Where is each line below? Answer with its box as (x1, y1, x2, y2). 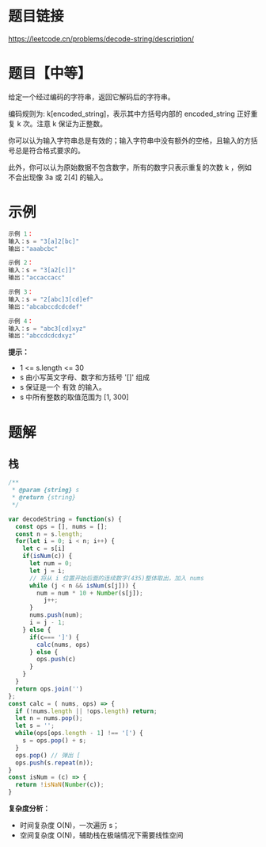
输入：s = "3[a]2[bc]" (8, 237, 80, 245)
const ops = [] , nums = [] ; (15, 522, 108, 530)
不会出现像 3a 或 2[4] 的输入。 (8, 172, 108, 182)
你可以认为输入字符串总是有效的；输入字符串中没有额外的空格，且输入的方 (8, 136, 251, 145)
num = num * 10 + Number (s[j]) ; (36, 589, 144, 597)
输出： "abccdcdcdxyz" (8, 332, 76, 340)
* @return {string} (11, 494, 77, 502)
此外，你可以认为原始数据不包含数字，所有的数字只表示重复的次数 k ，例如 (8, 162, 252, 171)
